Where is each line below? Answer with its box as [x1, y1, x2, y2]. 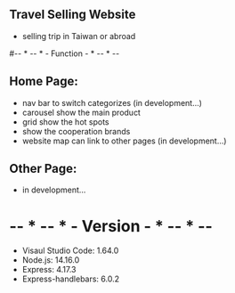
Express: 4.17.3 [21, 265, 77, 275]
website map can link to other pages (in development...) [21, 135, 227, 146]
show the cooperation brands [21, 126, 131, 136]
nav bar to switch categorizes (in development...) [21, 97, 203, 108]
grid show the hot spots [21, 116, 109, 127]
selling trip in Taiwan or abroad [21, 30, 136, 41]
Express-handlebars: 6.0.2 [21, 273, 120, 284]
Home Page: [9, 74, 78, 89]
